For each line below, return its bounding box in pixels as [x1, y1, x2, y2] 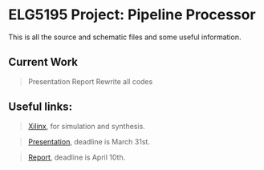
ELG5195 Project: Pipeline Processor [8, 6, 256, 24]
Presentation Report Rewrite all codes [27, 76, 153, 86]
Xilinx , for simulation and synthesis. [27, 121, 146, 131]
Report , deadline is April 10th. [27, 152, 126, 162]
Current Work [8, 55, 79, 69]
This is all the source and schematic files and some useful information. [8, 32, 242, 42]
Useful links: [8, 100, 73, 114]
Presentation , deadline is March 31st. [27, 136, 151, 146]
